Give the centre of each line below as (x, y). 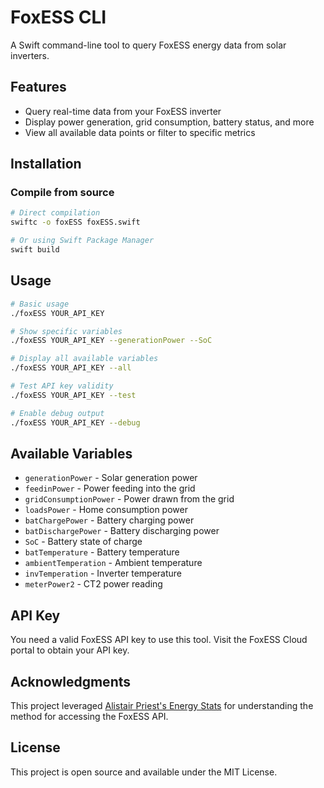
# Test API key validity (62, 386)
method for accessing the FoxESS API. (89, 716)
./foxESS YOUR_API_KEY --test (73, 395)
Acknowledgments (71, 681)
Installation (46, 164)
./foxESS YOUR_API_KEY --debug (75, 422)
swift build (35, 250)
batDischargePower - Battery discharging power (122, 531)
